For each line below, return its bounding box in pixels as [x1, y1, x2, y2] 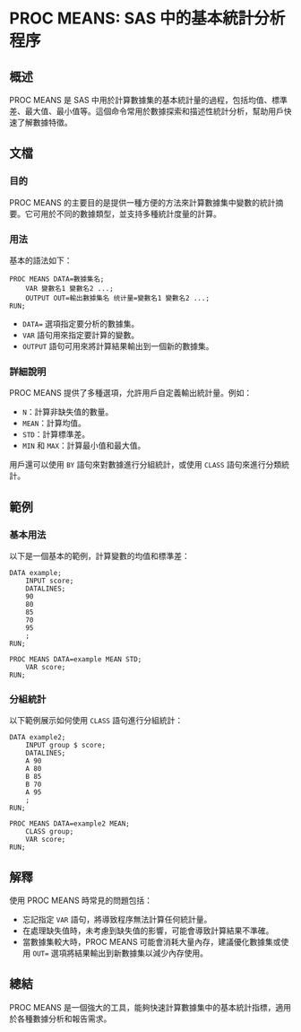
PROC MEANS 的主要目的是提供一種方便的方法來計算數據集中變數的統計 [9, 197, 276, 207]
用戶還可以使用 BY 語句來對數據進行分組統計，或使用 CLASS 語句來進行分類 [9, 459, 282, 470]
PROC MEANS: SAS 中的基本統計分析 [9, 8, 286, 29]
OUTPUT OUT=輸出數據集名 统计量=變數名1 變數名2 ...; [25, 293, 211, 302]
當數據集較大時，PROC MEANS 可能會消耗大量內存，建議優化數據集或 [21, 937, 281, 948]
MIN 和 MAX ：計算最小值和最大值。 [21, 441, 146, 451]
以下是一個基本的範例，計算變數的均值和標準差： [9, 550, 190, 561]
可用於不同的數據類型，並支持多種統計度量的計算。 [32, 208, 221, 219]
